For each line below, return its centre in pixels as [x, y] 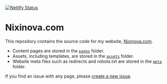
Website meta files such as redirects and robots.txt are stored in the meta [87, 61]
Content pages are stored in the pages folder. [58, 51]
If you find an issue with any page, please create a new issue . [69, 76]
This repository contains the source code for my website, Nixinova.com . [79, 41]
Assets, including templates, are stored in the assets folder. [73, 56]
